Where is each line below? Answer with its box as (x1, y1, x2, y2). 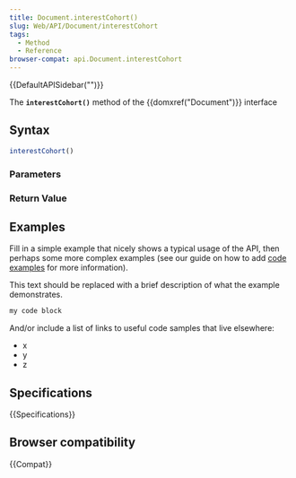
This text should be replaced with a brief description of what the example (9, 280, 280, 291)
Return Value (9, 192, 67, 204)
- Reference (17, 47, 63, 56)
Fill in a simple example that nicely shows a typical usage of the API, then (9, 243, 280, 254)
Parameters (9, 168, 61, 180)
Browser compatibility (9, 435, 136, 450)
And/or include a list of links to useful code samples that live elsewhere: (9, 323, 275, 334)
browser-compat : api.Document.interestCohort (9, 55, 182, 64)
